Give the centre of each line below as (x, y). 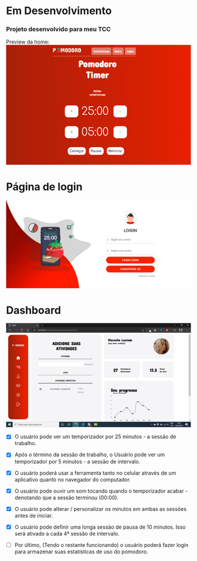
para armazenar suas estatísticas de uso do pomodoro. (81, 552)
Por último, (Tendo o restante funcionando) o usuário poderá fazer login (101, 545)
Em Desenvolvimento (59, 11)
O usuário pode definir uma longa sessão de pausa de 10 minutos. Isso (100, 527)
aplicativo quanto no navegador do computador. (72, 479)
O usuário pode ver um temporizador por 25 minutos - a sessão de (95, 437)
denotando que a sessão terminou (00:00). (67, 497)
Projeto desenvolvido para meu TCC (59, 29)
